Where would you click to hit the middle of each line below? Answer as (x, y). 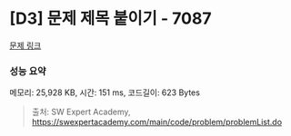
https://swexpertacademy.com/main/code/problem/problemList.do (157, 122)
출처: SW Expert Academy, (81, 112)
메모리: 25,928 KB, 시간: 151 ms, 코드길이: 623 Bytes (105, 92)
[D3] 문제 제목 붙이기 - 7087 (110, 19)
